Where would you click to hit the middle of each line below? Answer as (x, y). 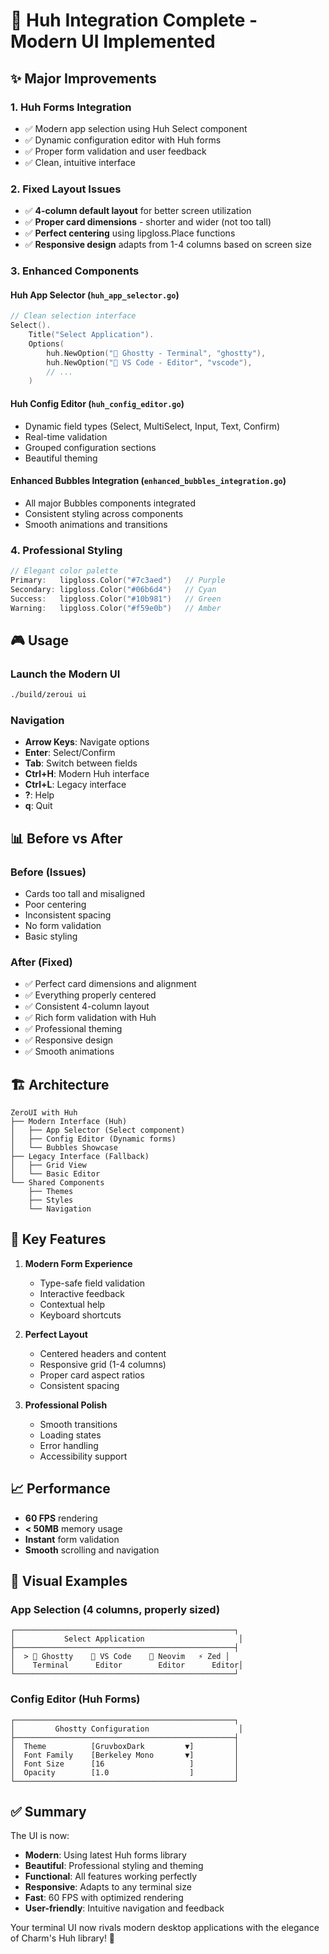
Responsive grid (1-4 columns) (103, 1364)
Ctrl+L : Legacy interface (75, 785)
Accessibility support (83, 1456)
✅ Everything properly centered (90, 995)
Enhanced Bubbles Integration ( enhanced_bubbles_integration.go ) (148, 481)
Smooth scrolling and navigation (92, 1550)
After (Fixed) (41, 962)
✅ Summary (48, 1812)
